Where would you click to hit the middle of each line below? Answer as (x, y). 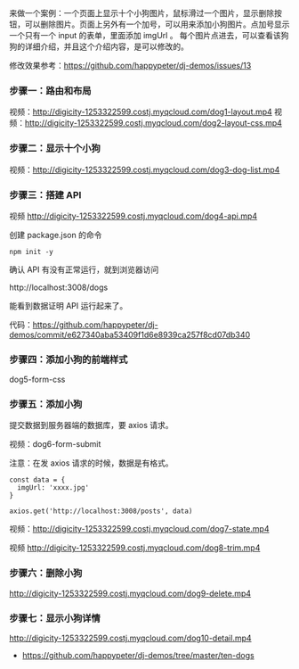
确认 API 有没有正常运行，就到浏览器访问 (84, 269)
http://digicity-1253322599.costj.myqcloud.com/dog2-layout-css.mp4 (154, 123)
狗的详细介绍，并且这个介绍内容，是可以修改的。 (99, 46)
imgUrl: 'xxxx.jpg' (53, 488)
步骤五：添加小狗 (46, 404)
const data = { (37, 480)
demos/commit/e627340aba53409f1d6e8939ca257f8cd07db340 (130, 334)
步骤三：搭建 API (45, 194)
